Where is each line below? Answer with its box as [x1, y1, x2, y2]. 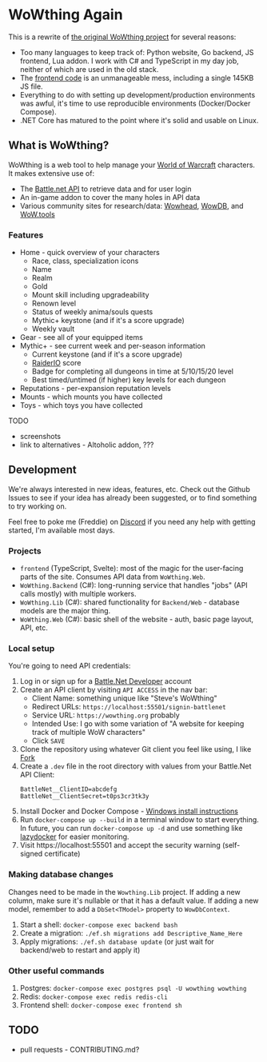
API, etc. [19, 623, 48, 633]
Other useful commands [8, 965, 105, 976]
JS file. [19, 82, 43, 91]
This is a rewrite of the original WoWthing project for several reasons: [8, 32, 237, 42]
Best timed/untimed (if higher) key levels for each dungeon [31, 375, 226, 385]
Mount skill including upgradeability [31, 290, 149, 300]
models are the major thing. [19, 606, 111, 616]
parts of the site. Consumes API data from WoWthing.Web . [19, 572, 205, 581]
